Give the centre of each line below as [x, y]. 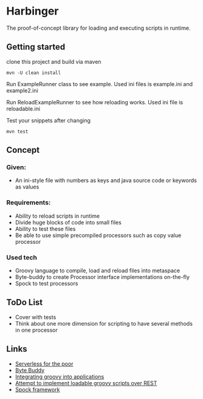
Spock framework [37, 389]
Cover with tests [36, 317]
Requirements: [29, 203]
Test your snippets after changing [49, 120]
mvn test [17, 132]
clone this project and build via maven [54, 61]
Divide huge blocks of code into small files [68, 222]
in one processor [36, 330]
